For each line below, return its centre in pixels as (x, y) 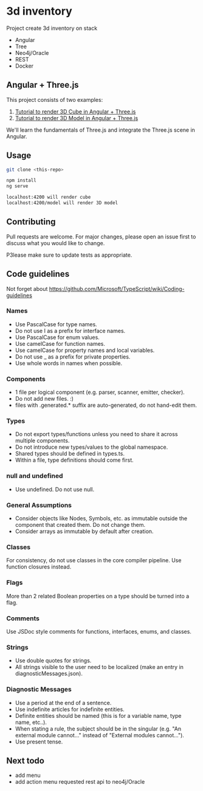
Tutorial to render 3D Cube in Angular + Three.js (75, 112)
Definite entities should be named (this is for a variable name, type (98, 715)
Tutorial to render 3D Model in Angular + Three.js (77, 118)
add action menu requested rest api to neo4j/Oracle (80, 782)
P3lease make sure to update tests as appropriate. (69, 255)
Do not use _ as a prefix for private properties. (73, 356)
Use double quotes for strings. (53, 660)
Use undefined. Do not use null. (55, 489)
